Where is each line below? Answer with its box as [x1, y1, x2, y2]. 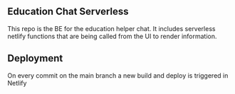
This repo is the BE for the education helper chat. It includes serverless [7, 24, 216, 33]
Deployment [7, 52, 63, 64]
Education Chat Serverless [7, 6, 130, 18]
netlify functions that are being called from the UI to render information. [7, 32, 217, 40]
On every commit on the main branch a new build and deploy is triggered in [7, 71, 229, 80]
